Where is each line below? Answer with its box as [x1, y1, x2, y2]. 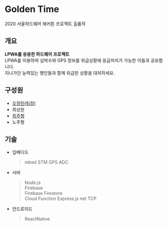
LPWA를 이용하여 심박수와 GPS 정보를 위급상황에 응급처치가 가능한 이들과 [5, 57, 150, 63]
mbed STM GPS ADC [24, 159, 68, 165]
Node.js [24, 179, 41, 186]
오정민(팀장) [12, 100, 36, 106]
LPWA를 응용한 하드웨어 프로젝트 [5, 51, 70, 57]
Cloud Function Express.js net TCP [24, 195, 97, 201]
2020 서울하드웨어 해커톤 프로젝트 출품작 [5, 21, 86, 27]
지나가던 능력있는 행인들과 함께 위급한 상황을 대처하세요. [5, 70, 115, 76]
